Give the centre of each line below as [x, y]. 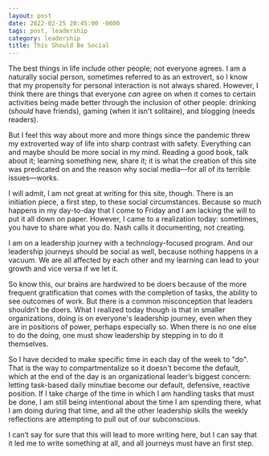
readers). [23, 120]
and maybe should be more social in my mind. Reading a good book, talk [128, 153]
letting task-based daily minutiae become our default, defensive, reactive [129, 385]
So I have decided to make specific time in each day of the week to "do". [128, 360]
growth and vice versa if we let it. [63, 269]
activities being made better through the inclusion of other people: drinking [132, 103]
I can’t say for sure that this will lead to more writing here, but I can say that [133, 435]
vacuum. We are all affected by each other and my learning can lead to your [134, 260]
